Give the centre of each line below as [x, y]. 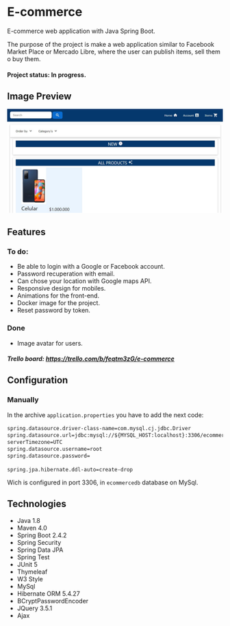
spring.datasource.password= [49, 456]
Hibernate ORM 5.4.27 [48, 593]
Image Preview [39, 96]
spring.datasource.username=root [55, 449]
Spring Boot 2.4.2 [42, 535]
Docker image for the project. [59, 303]
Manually [23, 400]
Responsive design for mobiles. [61, 289]
